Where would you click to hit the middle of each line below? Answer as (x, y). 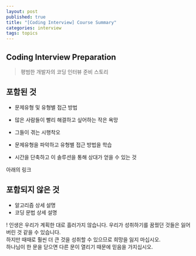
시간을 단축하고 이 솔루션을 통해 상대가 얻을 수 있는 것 (75, 157)
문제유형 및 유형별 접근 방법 (46, 107)
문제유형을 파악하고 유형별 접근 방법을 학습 (63, 145)
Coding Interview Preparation (61, 57)
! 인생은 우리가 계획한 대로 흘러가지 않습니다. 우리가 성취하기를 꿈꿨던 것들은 (93, 225)
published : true (26, 17)
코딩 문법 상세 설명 (36, 212)
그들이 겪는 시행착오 (37, 132)
